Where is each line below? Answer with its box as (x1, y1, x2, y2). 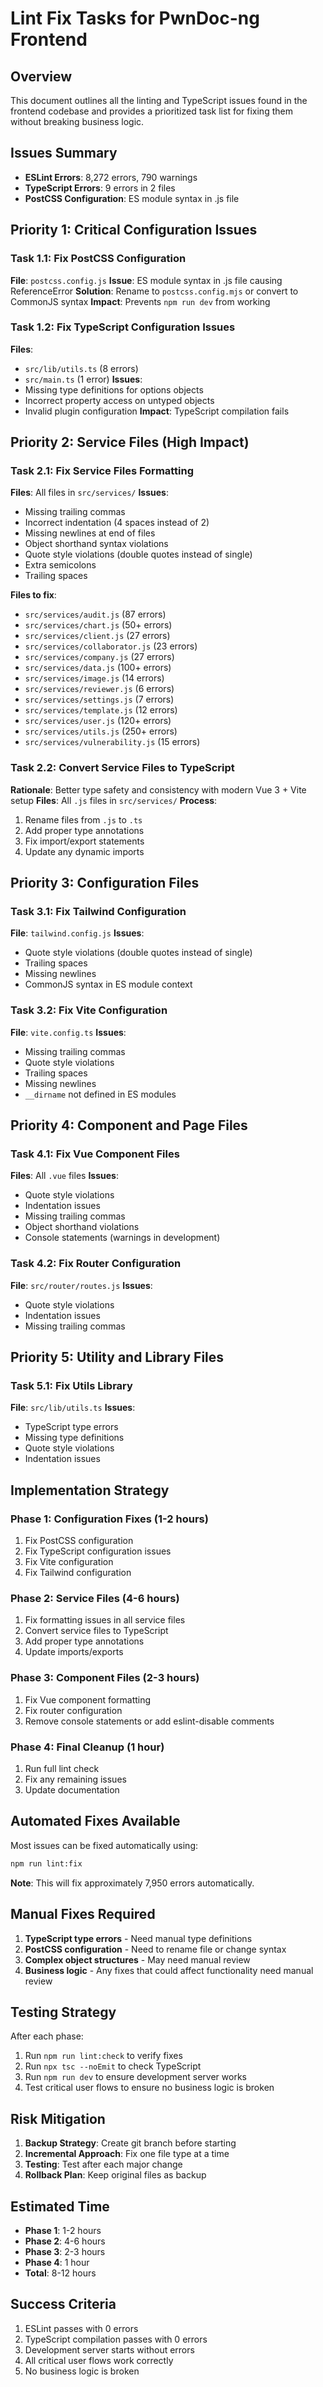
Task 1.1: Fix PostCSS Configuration (10, 252, 187, 266)
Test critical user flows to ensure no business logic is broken (24, 2082, 275, 2094)
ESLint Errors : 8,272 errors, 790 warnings (24, 171, 198, 183)
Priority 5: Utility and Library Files (10, 1349, 225, 1366)
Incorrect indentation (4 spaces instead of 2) (24, 517, 210, 529)
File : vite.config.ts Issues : (10, 1026, 127, 1038)
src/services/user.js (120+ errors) (24, 715, 172, 727)
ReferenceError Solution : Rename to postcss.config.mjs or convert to (10, 285, 299, 297)
